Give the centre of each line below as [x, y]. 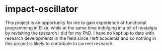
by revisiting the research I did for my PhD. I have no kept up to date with [80, 33]
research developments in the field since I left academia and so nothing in [81, 38]
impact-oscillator [41, 9]
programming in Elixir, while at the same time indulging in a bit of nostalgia [81, 27]
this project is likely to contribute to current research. [59, 43]
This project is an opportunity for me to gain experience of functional [76, 23]
